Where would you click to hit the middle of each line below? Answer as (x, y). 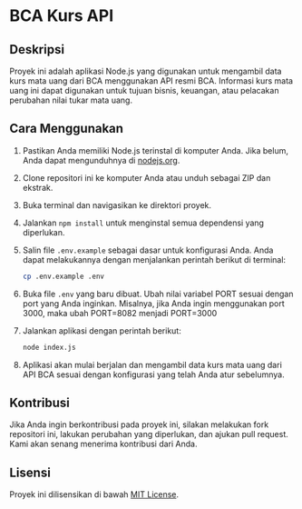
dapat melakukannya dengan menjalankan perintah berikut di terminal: (154, 259)
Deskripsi (37, 50)
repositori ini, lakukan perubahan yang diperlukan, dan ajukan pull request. (149, 434)
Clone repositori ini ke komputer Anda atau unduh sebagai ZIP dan (146, 177)
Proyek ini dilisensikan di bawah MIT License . (94, 494)
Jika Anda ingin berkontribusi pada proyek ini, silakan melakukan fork (139, 424)
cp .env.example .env (63, 276)
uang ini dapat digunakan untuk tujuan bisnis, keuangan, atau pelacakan (144, 90)
